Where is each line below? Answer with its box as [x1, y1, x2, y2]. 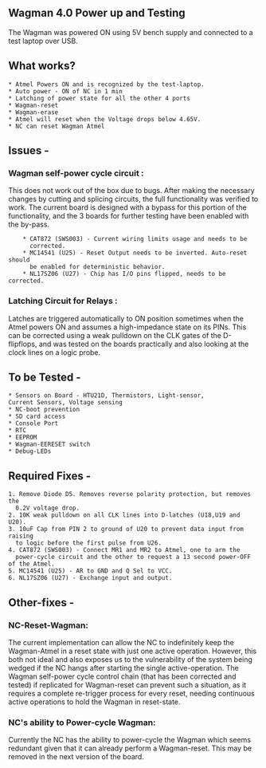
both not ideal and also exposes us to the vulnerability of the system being [8, 654, 253, 664]
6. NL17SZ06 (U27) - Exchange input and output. [8, 574, 173, 582]
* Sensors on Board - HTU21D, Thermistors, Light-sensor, [8, 392, 205, 400]
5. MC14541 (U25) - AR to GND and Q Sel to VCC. [8, 567, 173, 575]
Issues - [8, 144, 49, 158]
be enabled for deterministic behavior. [29, 263, 166, 271]
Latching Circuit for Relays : [8, 295, 118, 306]
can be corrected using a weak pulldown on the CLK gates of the [8, 330, 221, 340]
